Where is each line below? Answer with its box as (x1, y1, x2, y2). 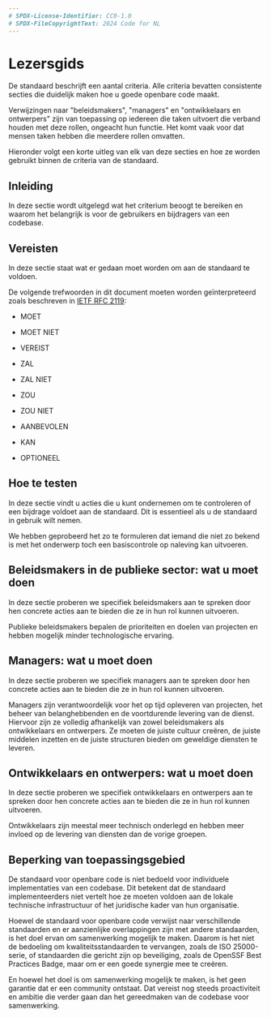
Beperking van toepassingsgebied (8, 853, 186, 866)
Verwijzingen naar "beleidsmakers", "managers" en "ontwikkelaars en (8, 105, 241, 115)
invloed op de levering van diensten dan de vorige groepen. (8, 829, 208, 840)
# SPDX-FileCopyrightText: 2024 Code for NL (8, 19, 161, 28)
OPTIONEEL (19, 453, 61, 463)
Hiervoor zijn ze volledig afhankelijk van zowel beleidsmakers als (8, 717, 225, 727)
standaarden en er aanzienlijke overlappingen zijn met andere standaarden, (8, 925, 260, 934)
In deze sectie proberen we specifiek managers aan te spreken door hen (8, 675, 251, 685)
